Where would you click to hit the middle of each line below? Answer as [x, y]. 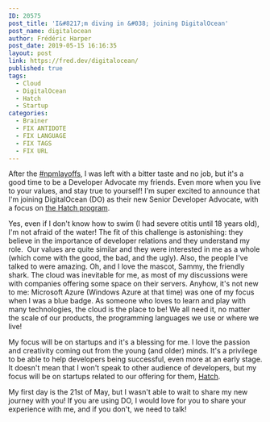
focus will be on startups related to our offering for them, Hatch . [114, 377]
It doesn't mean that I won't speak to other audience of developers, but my [133, 368]
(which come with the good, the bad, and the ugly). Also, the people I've [128, 258]
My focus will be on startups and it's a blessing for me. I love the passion [129, 342]
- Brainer [32, 121]
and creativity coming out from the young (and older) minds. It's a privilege [133, 351]
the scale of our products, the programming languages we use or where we [134, 318]
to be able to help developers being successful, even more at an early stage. [135, 359]
